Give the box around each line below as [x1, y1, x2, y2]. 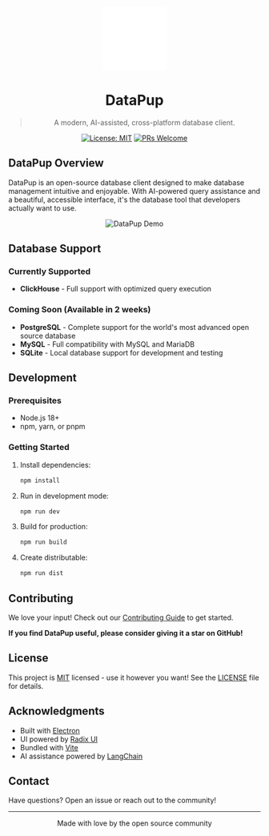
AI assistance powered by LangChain [19, 751, 143, 761]
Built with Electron [19, 725, 80, 735]
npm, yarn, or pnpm [19, 422, 86, 432]
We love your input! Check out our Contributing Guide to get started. [8, 613, 234, 622]
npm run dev [19, 507, 60, 516]
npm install [19, 476, 60, 484]
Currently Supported [8, 266, 91, 277]
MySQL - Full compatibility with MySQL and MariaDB [19, 339, 195, 349]
